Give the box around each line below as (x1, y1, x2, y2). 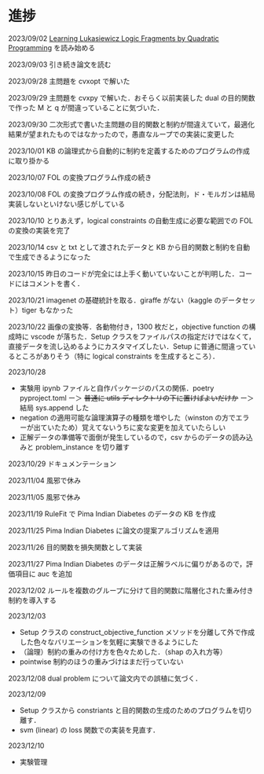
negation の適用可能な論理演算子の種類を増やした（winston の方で (19, 413, 236, 422)
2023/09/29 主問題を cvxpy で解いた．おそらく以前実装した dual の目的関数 (8, 93, 255, 102)
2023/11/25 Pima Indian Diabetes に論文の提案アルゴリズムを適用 (8, 526, 219, 535)
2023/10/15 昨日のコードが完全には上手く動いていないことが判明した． (8, 269, 239, 278)
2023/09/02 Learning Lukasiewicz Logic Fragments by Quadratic (8, 33, 220, 43)
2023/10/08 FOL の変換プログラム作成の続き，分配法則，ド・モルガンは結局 (8, 189, 255, 199)
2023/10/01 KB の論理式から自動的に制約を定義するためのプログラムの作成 (8, 146, 250, 156)
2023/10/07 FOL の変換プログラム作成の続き (8, 172, 152, 182)
